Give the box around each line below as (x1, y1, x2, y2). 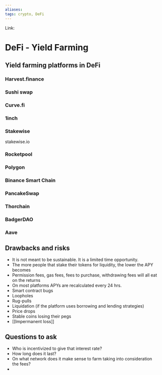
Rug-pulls (12, 298, 32, 304)
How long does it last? (12, 351, 57, 357)
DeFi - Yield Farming (5, 42, 88, 53)
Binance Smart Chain (5, 177, 56, 183)
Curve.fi (5, 101, 25, 108)
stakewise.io (5, 139, 30, 145)
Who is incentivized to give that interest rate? (12, 345, 103, 352)
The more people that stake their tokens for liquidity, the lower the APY (12, 262, 153, 268)
